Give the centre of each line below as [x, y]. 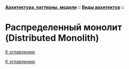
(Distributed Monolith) [52, 38]
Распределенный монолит [64, 27]
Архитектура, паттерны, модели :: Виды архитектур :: [65, 7]
